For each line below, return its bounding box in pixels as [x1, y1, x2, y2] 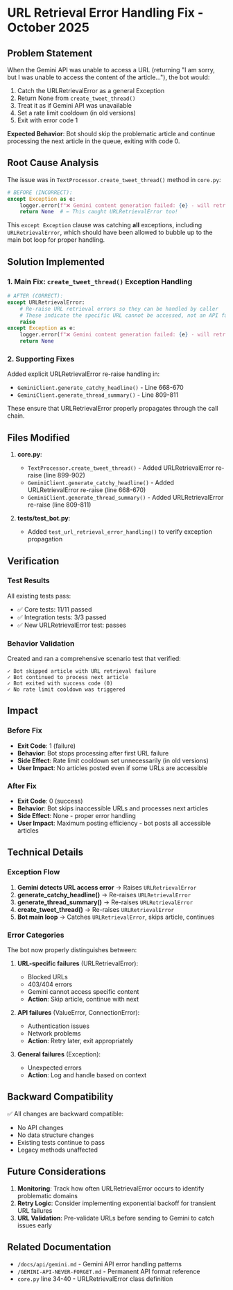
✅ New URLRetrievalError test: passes [17, 621, 127, 629]
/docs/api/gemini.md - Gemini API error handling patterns [17, 1259, 182, 1268]
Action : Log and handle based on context [27, 1071, 147, 1079]
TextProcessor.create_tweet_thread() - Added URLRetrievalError [27, 464, 215, 472]
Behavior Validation [7, 638, 75, 648]
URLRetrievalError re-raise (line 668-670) [27, 486, 146, 494]
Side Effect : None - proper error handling [17, 812, 137, 820]
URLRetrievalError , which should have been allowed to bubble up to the [7, 228, 213, 237]
